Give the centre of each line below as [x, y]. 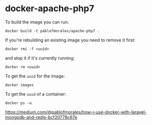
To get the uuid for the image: [35, 76]
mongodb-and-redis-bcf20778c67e [41, 117]
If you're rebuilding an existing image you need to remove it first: [70, 40]
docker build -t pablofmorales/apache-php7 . [52, 31]
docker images [20, 85]
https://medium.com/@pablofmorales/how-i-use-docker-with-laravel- [76, 112]
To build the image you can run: [37, 22]
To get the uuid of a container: [36, 94]
